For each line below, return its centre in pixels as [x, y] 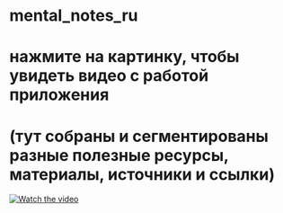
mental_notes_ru [74, 16]
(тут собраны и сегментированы [139, 136]
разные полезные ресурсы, [119, 155]
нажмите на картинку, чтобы [124, 57]
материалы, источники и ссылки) [142, 174]
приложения [59, 95]
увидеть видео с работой [109, 76]
